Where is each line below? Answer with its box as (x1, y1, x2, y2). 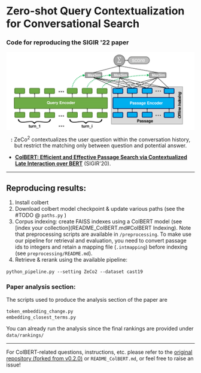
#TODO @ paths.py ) (14, 211, 67, 219)
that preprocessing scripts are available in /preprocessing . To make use (14, 231, 191, 238)
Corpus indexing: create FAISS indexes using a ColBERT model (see (14, 218, 182, 225)
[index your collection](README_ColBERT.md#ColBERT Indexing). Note (14, 225, 191, 232)
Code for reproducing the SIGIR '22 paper (6, 38, 129, 47)
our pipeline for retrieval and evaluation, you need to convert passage (14, 237, 187, 244)
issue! (6, 361, 21, 369)
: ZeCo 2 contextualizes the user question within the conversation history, (11, 135, 190, 143)
